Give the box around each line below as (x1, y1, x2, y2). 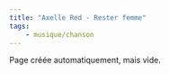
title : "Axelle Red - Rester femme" (9, 13, 147, 23)
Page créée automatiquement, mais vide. (9, 55, 162, 66)
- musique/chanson (25, 30, 94, 39)
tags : (9, 22, 30, 31)
